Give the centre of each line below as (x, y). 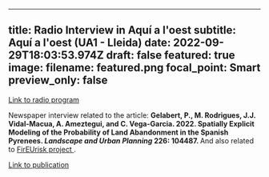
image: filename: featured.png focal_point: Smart (134, 68)
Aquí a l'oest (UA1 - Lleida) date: (90, 43)
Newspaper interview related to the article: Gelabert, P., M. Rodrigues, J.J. (132, 115)
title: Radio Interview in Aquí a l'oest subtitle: (122, 30)
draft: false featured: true (171, 56)
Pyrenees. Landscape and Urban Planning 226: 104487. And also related (131, 140)
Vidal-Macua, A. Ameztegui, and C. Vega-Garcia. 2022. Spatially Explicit (131, 123)
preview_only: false (58, 80)
